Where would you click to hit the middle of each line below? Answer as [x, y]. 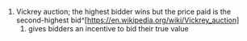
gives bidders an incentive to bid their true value [108, 29]
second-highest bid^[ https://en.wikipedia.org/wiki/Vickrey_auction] [128, 20]
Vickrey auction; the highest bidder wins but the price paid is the [123, 12]
